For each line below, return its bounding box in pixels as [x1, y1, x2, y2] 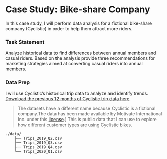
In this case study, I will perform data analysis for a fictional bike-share [5, 20, 152, 26]
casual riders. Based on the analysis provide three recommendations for [5, 55, 155, 61]
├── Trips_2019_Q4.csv [14, 144, 62, 150]
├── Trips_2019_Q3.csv [14, 140, 62, 145]
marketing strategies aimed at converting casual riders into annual [5, 61, 143, 67]
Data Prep [5, 78, 30, 86]
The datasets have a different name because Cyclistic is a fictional [17, 105, 156, 111]
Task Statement [5, 38, 45, 45]
